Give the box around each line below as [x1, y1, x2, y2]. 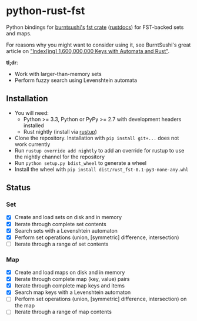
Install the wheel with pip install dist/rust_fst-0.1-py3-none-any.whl [14, 166, 189, 173]
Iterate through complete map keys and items [14, 282, 125, 289]
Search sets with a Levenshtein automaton [14, 227, 118, 234]
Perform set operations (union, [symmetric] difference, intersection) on [14, 296, 187, 303]
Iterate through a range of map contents [14, 308, 112, 316]
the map [14, 302, 35, 309]
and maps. [6, 29, 32, 37]
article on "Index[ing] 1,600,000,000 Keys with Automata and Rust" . [6, 47, 169, 54]
